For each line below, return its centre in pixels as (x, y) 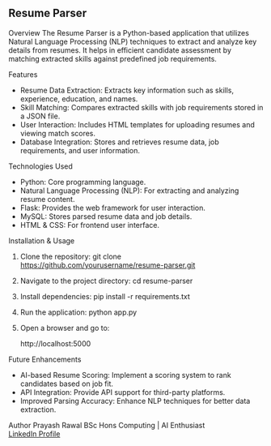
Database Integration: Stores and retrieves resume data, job (120, 142)
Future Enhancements (45, 359)
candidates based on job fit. (67, 384)
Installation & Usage (42, 240)
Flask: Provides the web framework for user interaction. (113, 208)
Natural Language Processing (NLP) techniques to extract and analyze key (133, 41)
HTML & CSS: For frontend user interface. (90, 225)
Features (23, 74)
